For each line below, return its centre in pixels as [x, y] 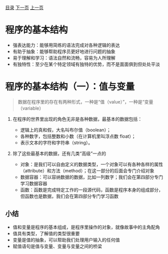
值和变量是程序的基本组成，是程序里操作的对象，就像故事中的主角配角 [86, 227]
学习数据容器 [34, 183]
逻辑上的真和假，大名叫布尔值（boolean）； [65, 130]
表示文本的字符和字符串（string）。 [57, 142]
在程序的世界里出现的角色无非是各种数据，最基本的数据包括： [77, 119]
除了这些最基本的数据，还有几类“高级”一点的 [59, 153]
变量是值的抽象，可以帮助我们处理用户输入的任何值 [66, 240]
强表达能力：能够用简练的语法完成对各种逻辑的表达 [66, 45]
